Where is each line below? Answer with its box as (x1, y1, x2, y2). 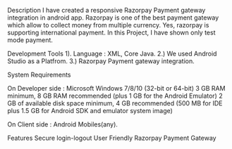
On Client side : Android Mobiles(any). (7, 120, 118, 129)
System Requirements (7, 70, 71, 79)
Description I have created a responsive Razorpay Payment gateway (7, 6, 206, 14)
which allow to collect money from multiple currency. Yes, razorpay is (7, 21, 209, 29)
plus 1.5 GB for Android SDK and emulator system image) (7, 107, 173, 115)
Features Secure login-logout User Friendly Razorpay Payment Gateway (7, 134, 216, 142)
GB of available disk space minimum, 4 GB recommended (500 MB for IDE (7, 99, 223, 108)
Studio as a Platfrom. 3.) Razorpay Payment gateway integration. (7, 57, 195, 65)
